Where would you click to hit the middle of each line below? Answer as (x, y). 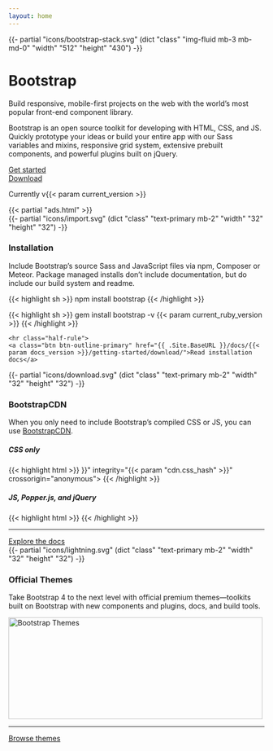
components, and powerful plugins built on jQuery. (93, 154)
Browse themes (35, 739)
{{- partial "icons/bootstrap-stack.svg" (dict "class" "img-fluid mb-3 (123, 39)
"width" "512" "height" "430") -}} (87, 48)
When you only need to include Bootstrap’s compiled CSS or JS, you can (130, 422)
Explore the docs (37, 542)
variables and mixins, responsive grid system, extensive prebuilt (116, 145)
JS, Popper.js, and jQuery (52, 497)
